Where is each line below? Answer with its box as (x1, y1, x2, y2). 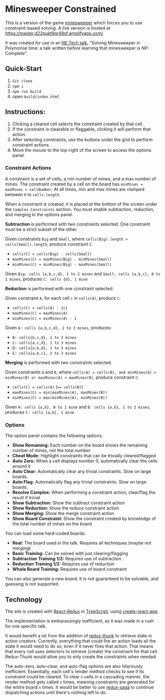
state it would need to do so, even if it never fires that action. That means (5, 643, 154, 649)
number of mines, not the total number (12, 447, 91, 453)
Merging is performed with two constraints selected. (5, 359, 112, 366)
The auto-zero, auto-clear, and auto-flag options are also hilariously (5, 663, 143, 669)
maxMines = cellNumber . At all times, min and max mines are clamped (5, 186, 144, 192)
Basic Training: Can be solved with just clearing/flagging (12, 551, 128, 556)
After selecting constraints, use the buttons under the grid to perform (12, 137, 153, 143)
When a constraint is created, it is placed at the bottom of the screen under (5, 201, 158, 207)
